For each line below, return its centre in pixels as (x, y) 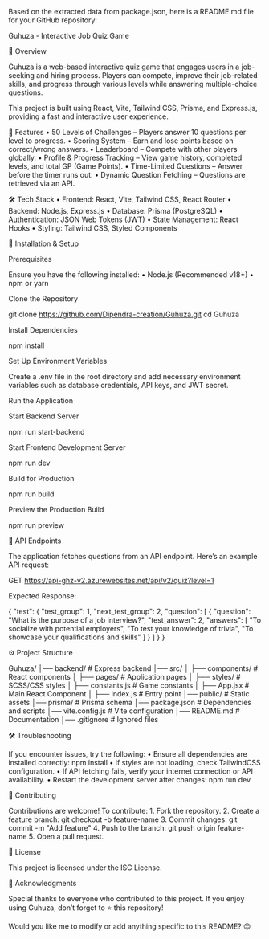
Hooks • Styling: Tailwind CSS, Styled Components (93, 228)
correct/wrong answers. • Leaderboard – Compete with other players (123, 149)
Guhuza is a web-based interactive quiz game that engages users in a (124, 67)
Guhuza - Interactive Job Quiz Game (69, 36)
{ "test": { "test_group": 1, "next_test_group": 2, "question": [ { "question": (130, 611)
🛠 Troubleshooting (40, 735)
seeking (21, 75)
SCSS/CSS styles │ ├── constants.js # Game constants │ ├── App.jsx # (129, 685)
